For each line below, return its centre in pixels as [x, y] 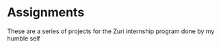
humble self [24, 38]
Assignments [46, 13]
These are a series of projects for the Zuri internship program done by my [111, 31]
